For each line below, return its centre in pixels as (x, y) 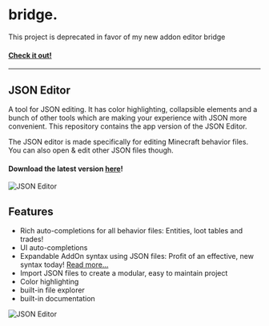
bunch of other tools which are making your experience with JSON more (128, 117)
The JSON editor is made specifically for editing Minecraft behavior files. (128, 141)
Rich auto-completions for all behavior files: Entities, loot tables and (131, 230)
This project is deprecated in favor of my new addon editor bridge (117, 37)
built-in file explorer (52, 290)
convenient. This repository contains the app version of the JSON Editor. (128, 126)
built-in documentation (58, 298)
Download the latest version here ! (66, 169)
